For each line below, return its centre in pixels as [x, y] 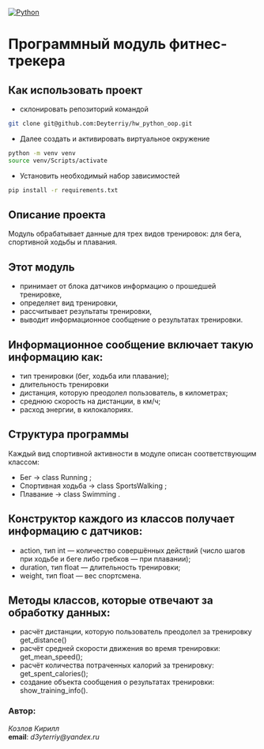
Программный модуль [87, 44]
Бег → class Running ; [56, 477]
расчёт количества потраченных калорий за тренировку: [117, 665]
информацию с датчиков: [75, 531]
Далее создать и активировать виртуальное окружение [115, 138]
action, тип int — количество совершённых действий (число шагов [132, 550]
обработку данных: [59, 613]
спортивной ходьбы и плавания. [63, 242]
